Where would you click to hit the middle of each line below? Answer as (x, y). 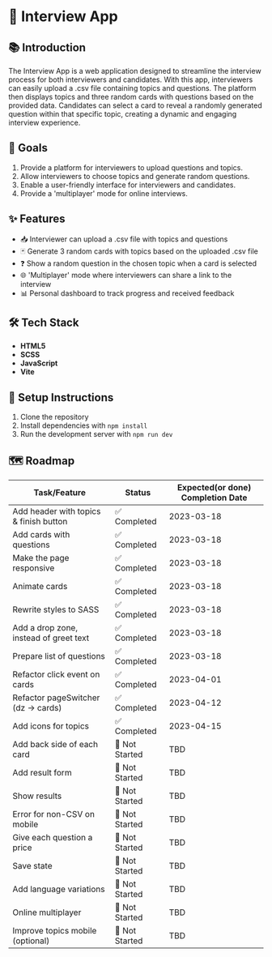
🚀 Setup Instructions (61, 397)
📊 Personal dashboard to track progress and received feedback (127, 293)
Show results (37, 796)
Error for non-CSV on (54, 814)
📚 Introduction (47, 47)
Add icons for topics (51, 726)
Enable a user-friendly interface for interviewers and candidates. (128, 185)
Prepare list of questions (59, 656)
